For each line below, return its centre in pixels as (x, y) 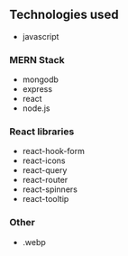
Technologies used (64, 15)
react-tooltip (46, 199)
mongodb (40, 79)
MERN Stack (37, 59)
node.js (37, 108)
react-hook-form (54, 151)
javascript (41, 36)
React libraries (42, 132)
